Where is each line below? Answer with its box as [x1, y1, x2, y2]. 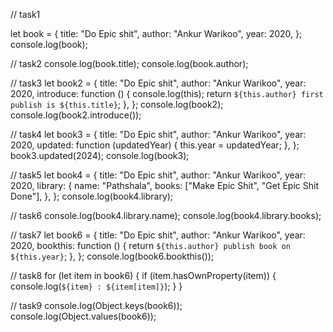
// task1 [10, 9, 41, 20]
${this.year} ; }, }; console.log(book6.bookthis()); [10, 250, 215, 262]
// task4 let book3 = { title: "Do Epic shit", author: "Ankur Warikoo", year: [10, 129, 307, 140]
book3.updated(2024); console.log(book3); [10, 150, 190, 161]
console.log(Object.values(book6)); [10, 310, 157, 322]
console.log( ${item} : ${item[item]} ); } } [10, 280, 183, 292]
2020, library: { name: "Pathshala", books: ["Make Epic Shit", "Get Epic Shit [10, 180, 320, 191]
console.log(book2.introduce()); [10, 109, 142, 121]
